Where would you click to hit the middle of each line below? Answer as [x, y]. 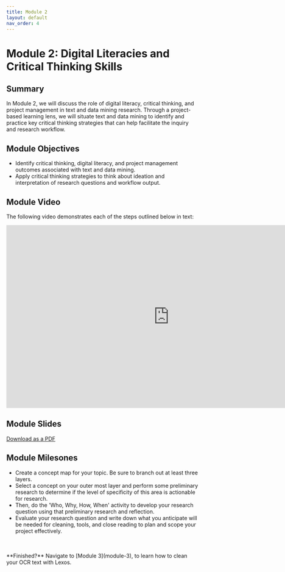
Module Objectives [43, 148]
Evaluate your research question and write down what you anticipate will [106, 518]
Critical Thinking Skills [65, 66]
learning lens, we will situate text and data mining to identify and [104, 116]
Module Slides [34, 424]
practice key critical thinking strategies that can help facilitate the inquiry [97, 123]
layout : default [27, 18]
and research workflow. [36, 129]
